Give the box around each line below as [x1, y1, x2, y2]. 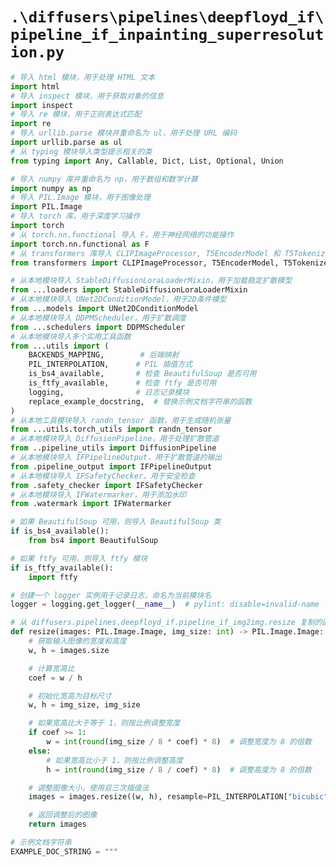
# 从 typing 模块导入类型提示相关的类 [10, 146, 153, 157]
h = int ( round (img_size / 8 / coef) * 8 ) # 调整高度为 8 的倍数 [46, 764, 312, 775]
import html [10, 81, 60, 92]
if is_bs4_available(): [10, 526, 110, 537]
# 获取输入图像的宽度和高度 [28, 636, 127, 647]
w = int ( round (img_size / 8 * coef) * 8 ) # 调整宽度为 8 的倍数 [46, 737, 312, 747]
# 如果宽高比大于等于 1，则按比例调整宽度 [28, 718, 181, 728]
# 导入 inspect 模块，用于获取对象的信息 [10, 91, 165, 101]
